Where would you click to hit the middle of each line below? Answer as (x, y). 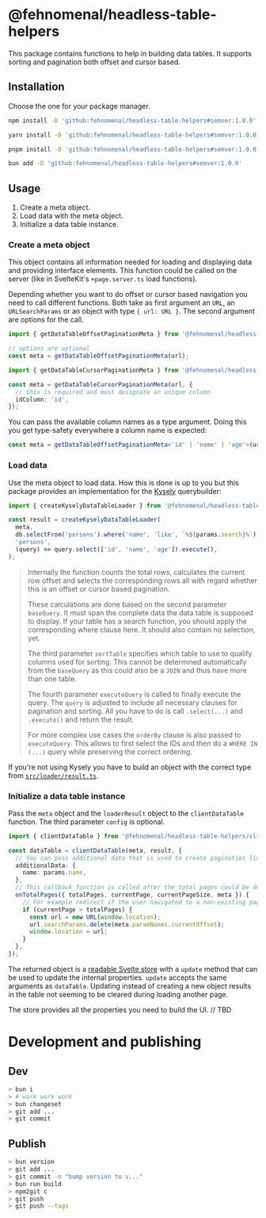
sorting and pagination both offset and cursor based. (94, 62)
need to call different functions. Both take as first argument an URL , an (122, 303)
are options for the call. (46, 320)
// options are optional (49, 349)
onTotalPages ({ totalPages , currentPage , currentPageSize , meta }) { (132, 895)
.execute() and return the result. (81, 719)
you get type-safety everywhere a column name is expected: (108, 430)
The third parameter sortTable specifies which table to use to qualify (140, 653)
